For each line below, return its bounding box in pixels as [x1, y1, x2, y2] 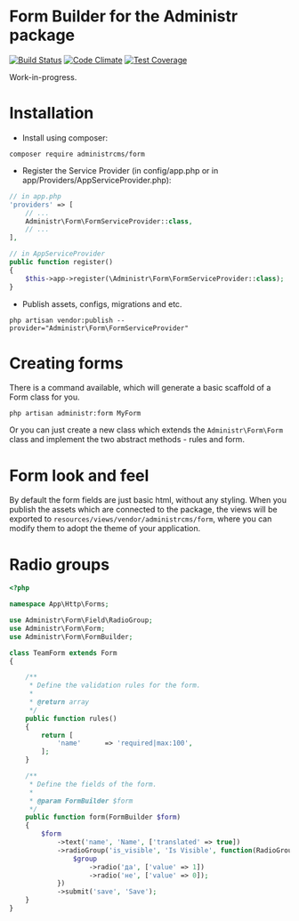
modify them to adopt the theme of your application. [9, 523, 201, 534]
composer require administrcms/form [9, 149, 145, 158]
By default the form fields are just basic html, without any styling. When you [9, 495, 287, 505]
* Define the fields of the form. [28, 780, 158, 788]
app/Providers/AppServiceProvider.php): [21, 174, 172, 185]
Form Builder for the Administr [9, 6, 238, 27]
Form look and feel [9, 465, 149, 486]
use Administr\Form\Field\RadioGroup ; [9, 616, 153, 625]
